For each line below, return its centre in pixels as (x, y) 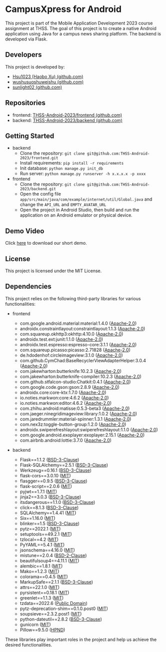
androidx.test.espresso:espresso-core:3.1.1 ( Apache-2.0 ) (78, 344)
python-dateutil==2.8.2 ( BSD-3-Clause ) (61, 619)
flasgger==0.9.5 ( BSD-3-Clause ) (53, 481)
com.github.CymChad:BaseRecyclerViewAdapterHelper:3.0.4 (83, 360)
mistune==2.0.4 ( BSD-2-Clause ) (53, 555)
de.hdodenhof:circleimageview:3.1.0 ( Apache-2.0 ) (71, 355)
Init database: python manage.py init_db (61, 168)
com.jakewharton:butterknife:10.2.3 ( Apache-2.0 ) (70, 371)
